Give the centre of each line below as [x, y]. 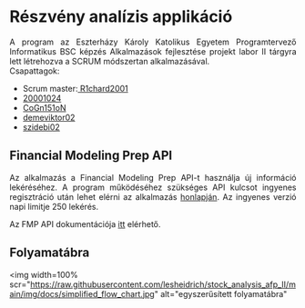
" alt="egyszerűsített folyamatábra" [221, 293]
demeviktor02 [49, 117]
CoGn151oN [44, 107]
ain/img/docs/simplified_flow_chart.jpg [82, 293]
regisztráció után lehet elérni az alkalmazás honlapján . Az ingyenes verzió [153, 196]
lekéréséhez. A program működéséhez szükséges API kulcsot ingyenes [153, 187]
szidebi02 [41, 127]
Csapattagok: [35, 71]
